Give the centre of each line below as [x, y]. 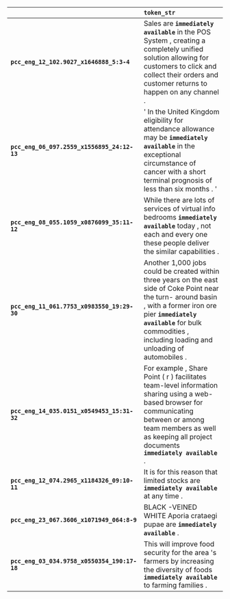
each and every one [176, 234]
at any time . [163, 496]
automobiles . [165, 357]
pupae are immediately [180, 524]
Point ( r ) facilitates [175, 377]
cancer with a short [175, 172]
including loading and [178, 340]
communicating [168, 411]
